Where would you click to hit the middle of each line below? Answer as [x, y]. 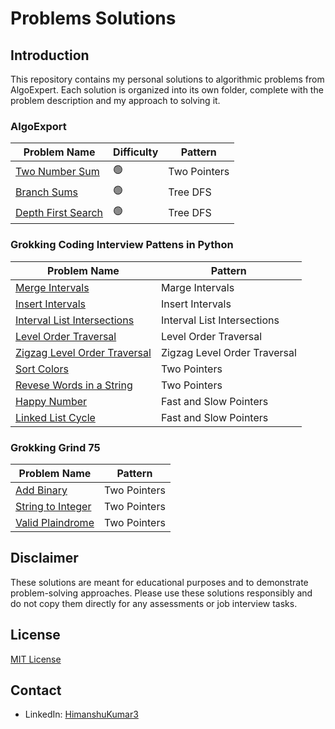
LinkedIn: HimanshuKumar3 [81, 714]
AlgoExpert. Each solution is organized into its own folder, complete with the [167, 90]
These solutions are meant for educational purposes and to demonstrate [159, 582]
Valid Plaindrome [55, 522]
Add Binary [41, 490]
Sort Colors [42, 369]
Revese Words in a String [74, 385]
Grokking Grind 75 [55, 447]
